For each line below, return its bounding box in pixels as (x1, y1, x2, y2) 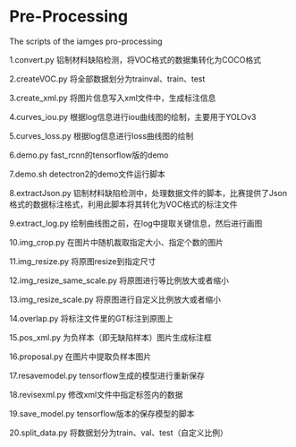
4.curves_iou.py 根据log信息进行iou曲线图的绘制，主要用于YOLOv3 (9, 111, 257, 122)
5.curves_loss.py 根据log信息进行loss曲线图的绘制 (9, 130, 194, 141)
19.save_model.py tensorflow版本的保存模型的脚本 (9, 408, 195, 418)
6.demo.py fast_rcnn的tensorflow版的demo (9, 150, 169, 160)
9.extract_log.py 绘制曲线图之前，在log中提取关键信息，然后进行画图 (9, 218, 263, 228)
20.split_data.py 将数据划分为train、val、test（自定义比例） (9, 427, 228, 438)
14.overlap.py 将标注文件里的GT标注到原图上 (9, 313, 173, 323)
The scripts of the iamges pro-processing (9, 36, 163, 47)
